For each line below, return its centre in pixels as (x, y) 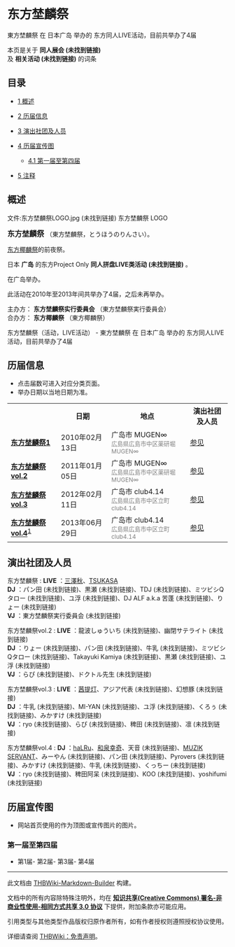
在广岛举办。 (26, 279)
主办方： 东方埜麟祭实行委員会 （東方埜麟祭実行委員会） (88, 309)
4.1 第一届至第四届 (54, 160)
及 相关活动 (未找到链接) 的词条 (52, 58)
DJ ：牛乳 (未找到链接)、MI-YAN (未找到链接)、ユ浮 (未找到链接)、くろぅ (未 (117, 707)
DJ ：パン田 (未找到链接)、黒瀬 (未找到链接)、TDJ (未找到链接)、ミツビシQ (116, 589)
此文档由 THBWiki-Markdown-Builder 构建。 (71, 883)
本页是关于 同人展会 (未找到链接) (54, 50)
